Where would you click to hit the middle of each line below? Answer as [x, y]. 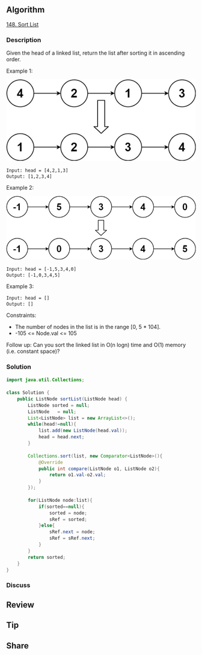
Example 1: [20, 71]
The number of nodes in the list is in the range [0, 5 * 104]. [88, 327]
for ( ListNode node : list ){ [60, 500]
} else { [47, 526]
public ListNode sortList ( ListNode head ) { [72, 399]
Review [20, 605]
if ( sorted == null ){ [61, 507]
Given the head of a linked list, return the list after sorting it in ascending [96, 53]
